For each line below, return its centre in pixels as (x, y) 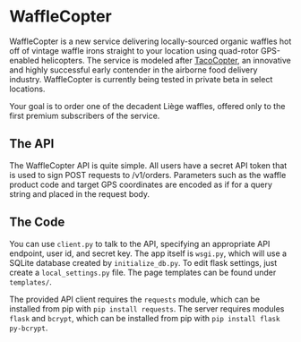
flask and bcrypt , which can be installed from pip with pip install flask (145, 318)
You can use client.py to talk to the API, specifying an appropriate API (140, 244)
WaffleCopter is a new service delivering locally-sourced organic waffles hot (150, 41)
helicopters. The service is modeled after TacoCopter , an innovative (166, 60)
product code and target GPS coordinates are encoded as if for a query (141, 184)
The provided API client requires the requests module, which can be (135, 299)
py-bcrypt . (29, 328)
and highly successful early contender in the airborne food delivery (133, 70)
